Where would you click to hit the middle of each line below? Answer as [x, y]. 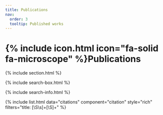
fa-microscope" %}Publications [73, 59]
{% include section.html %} [33, 73]
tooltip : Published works [37, 24]
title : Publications [27, 10]
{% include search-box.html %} [38, 82]
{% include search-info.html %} [38, 92]
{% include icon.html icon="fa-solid [82, 48]
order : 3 [19, 19]
